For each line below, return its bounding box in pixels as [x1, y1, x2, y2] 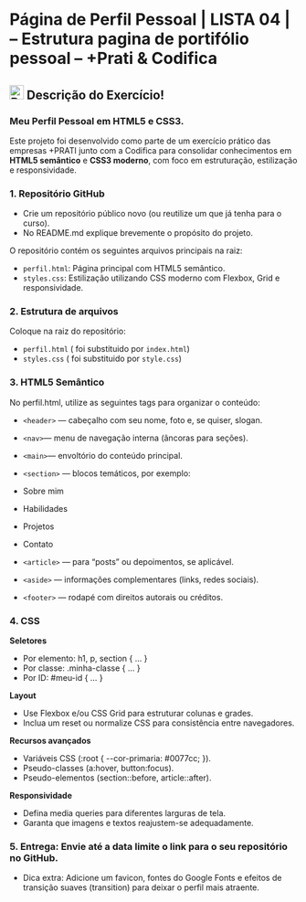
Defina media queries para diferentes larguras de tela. [22, 808, 227, 819]
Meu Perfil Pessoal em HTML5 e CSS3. [9, 114, 185, 127]
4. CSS [9, 614, 40, 627]
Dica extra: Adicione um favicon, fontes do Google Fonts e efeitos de [22, 873, 282, 884]
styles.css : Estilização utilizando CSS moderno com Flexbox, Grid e [22, 272, 280, 283]
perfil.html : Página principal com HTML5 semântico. [22, 263, 226, 274]
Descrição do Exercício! [26, 87, 164, 102]
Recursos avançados [9, 736, 91, 747]
